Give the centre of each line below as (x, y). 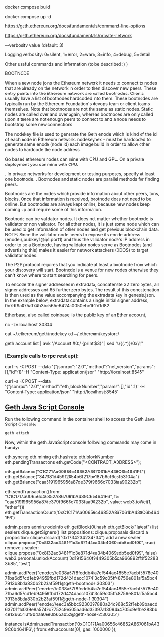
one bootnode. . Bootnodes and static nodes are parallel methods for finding (82, 179)
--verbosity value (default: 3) (34, 45)
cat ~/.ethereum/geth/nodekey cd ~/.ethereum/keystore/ (62, 334)
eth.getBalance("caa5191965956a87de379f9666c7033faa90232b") (73, 482)
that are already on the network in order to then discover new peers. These (81, 88)
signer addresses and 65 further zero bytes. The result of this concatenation (82, 290)
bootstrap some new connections (39, 125)
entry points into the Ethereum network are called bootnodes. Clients (75, 93)
